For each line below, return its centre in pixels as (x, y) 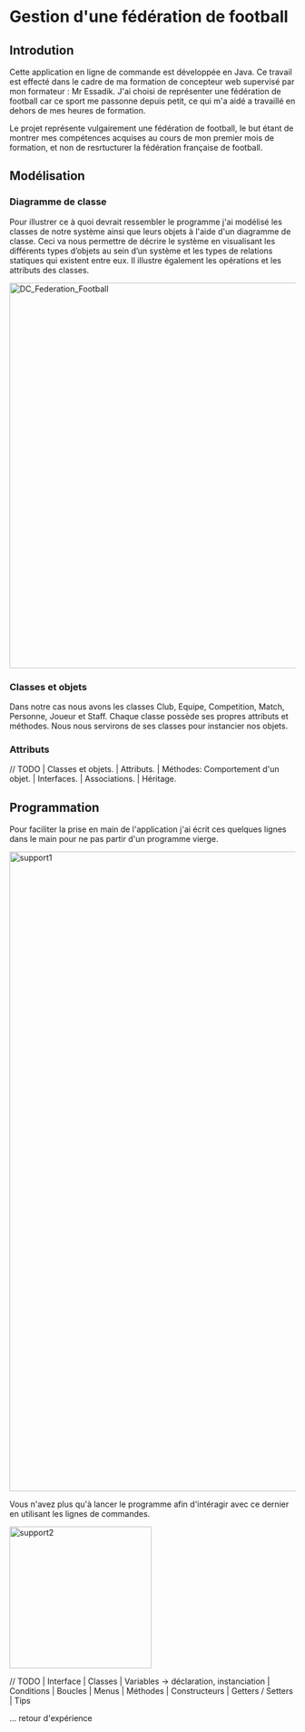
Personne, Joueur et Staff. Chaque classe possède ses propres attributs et (149, 716)
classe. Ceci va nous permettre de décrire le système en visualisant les (143, 241)
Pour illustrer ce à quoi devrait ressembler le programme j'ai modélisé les (146, 222)
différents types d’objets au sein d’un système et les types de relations (141, 251)
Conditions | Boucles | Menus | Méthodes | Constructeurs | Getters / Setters (151, 1691)
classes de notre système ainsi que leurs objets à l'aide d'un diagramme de (150, 231)
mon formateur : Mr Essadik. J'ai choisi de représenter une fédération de (145, 91)
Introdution (42, 50)
